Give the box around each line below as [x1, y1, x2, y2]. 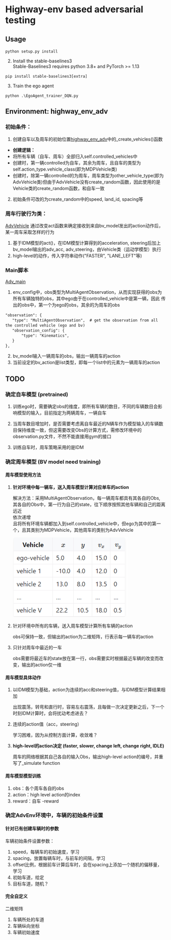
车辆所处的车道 [12, 916, 44, 923]
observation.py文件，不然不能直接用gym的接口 [12, 433, 112, 439]
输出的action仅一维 [21, 662, 62, 668]
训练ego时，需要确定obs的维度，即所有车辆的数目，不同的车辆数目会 [12, 403, 158, 409]
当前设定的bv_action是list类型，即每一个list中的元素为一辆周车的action [12, 359, 160, 366]
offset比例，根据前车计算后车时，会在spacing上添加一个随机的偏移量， [12, 861, 162, 867]
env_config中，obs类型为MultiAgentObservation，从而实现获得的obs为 [12, 289, 162, 295]
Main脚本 [5, 267, 29, 274]
